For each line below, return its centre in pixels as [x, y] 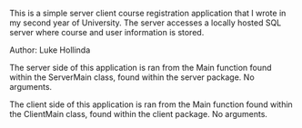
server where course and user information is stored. [107, 32]
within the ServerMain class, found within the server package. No [132, 77]
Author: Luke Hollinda [50, 50]
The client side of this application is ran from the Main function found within [151, 104]
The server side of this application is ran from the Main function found [141, 68]
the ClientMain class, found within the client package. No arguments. [139, 114]
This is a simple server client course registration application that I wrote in [148, 13]
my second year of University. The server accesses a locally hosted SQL [146, 23]
